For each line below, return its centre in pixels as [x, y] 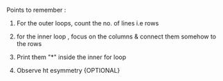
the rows [29, 44]
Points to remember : [36, 10]
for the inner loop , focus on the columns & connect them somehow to [116, 36]
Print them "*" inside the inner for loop [71, 57]
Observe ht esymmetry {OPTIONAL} [68, 70]
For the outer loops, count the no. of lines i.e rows [88, 23]
